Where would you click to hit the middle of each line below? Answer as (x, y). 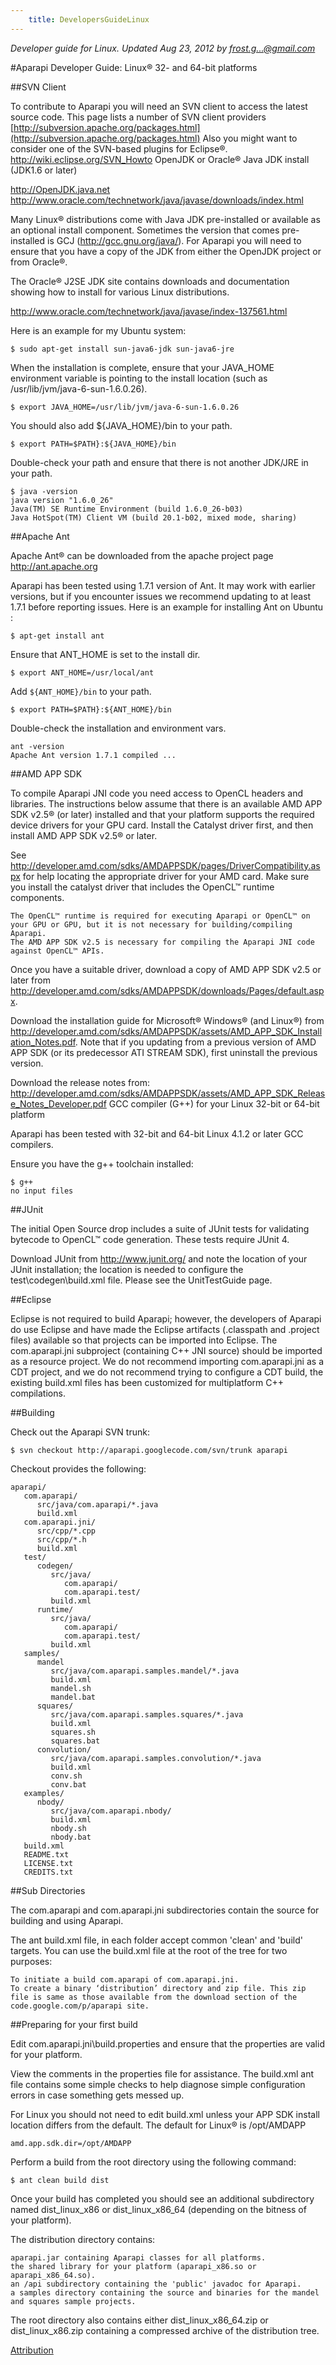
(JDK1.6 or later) (44, 170)
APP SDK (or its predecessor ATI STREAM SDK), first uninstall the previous (164, 1052)
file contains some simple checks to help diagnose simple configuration (158, 2084)
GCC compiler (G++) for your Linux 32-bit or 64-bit (214, 1103)
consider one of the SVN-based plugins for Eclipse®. (119, 148)
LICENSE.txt (48, 1863)
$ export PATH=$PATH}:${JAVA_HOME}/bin (93, 444)
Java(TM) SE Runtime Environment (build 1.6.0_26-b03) (127, 509)
